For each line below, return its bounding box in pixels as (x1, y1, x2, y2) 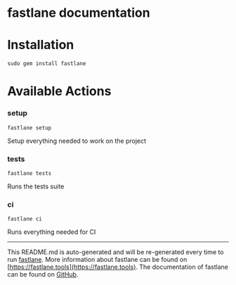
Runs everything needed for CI (7, 228, 96, 236)
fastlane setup (7, 124, 52, 131)
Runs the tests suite (7, 182, 65, 190)
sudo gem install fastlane (7, 60, 86, 67)
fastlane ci (7, 216, 42, 223)
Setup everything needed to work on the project (7, 137, 146, 145)
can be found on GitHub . (7, 270, 79, 279)
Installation (7, 37, 74, 53)
